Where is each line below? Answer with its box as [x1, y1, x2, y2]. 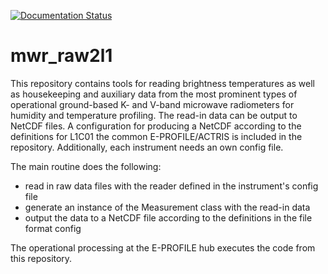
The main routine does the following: [10, 160, 162, 172]
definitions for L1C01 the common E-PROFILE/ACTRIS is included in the [10, 130, 303, 142]
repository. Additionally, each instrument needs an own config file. [10, 141, 284, 153]
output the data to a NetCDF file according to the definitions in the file [24, 211, 313, 224]
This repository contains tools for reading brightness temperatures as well [10, 77, 315, 89]
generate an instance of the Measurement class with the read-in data [24, 201, 311, 213]
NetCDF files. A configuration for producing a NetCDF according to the [10, 120, 302, 132]
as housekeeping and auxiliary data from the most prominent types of [10, 88, 298, 100]
